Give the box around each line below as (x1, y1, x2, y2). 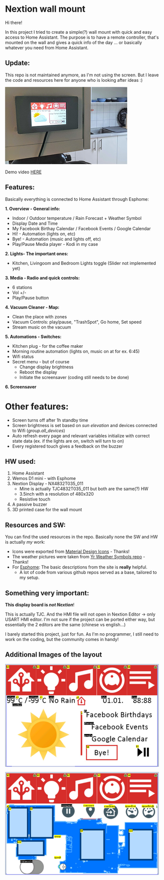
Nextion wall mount (5, 3, 85, 15)
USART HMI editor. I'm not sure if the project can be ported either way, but (5, 616, 155, 622)
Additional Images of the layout (5, 650, 102, 659)
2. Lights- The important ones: (5, 251, 68, 257)
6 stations (12, 284, 33, 290)
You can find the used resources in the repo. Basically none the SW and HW (5, 534, 158, 540)
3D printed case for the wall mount (12, 507, 82, 513)
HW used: (5, 457, 36, 466)
